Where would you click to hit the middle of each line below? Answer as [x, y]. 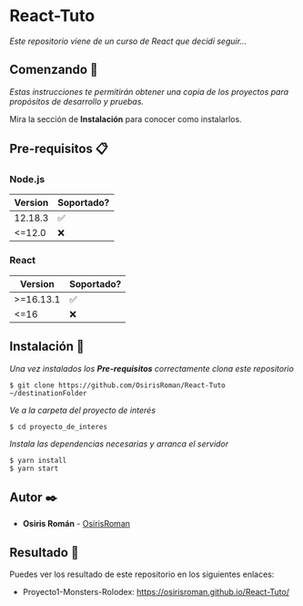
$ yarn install [38, 460]
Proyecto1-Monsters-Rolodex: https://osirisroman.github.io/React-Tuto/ [156, 592]
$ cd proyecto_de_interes [58, 426]
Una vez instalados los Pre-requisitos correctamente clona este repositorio [151, 368]
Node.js [27, 180]
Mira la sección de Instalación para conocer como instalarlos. [126, 118]
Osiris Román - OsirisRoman [76, 524]
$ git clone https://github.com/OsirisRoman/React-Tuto [117, 385]
